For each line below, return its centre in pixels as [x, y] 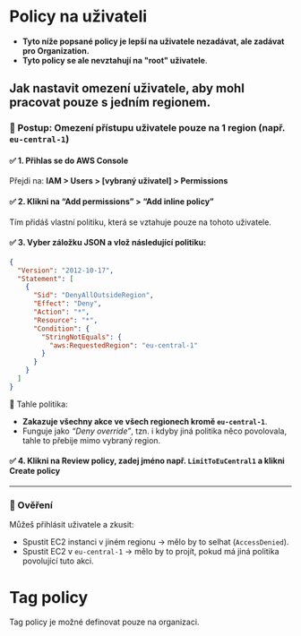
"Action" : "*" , [61, 312]
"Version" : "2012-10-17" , [66, 271]
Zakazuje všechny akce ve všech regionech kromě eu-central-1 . [145, 421]
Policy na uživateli [78, 17]
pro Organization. [56, 50]
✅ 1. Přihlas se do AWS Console [69, 160]
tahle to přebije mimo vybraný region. [91, 440]
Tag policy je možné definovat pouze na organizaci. [104, 622]
